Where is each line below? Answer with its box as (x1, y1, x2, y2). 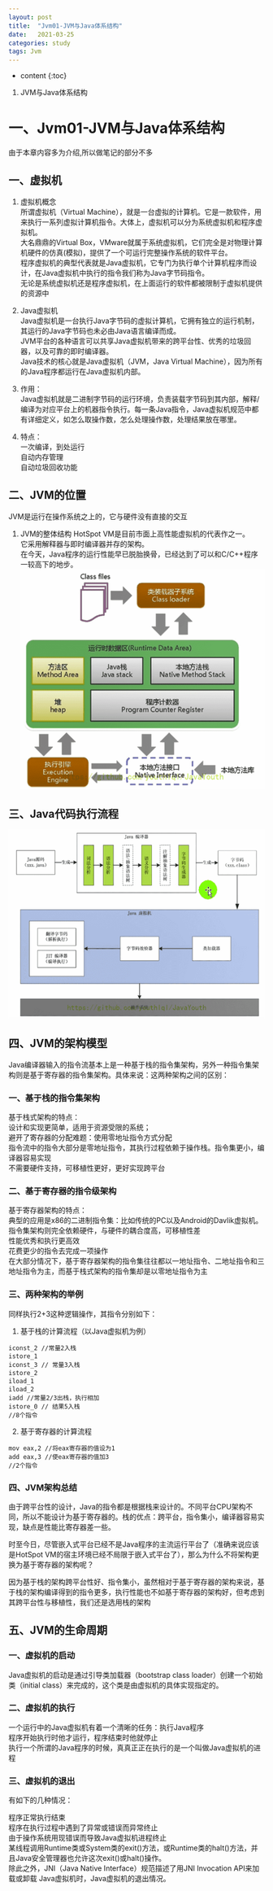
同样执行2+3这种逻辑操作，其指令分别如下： (8, 1308, 158, 1318)
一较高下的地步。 (19, 559, 78, 569)
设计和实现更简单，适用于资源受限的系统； (8, 1122, 151, 1132)
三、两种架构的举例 (8, 1289, 84, 1300)
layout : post (8, 13, 53, 21)
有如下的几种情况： (8, 1795, 73, 1806)
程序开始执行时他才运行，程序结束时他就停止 (8, 1732, 158, 1742)
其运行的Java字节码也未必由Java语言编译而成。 (19, 325, 181, 335)
